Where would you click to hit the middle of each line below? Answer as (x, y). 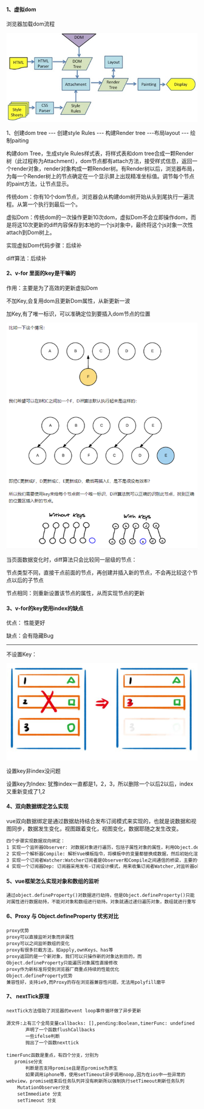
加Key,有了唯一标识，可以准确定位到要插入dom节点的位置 (78, 314)
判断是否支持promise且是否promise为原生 (72, 1068)
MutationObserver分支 (43, 1087)
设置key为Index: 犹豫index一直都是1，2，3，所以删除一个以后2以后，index (100, 784)
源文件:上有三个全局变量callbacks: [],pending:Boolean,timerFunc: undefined (100, 1023)
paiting (20, 140)
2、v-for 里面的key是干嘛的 (41, 273)
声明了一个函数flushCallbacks (60, 1030)
